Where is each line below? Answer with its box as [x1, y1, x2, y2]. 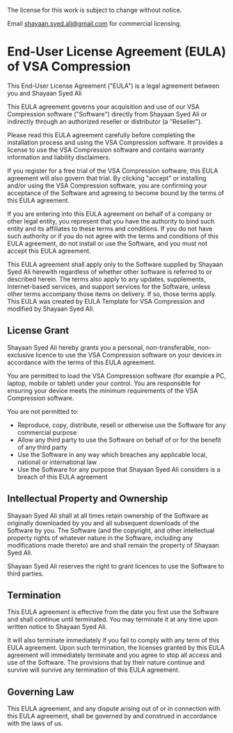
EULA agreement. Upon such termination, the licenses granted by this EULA [7, 644, 225, 652]
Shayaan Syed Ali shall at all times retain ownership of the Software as [7, 511, 209, 520]
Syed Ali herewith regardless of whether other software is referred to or [7, 268, 212, 276]
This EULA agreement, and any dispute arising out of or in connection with [7, 704, 221, 713]
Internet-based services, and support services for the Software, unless [7, 282, 211, 291]
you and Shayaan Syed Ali [7, 88, 82, 97]
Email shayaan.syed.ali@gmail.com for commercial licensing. [7, 20, 182, 27]
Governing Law [7, 686, 74, 697]
